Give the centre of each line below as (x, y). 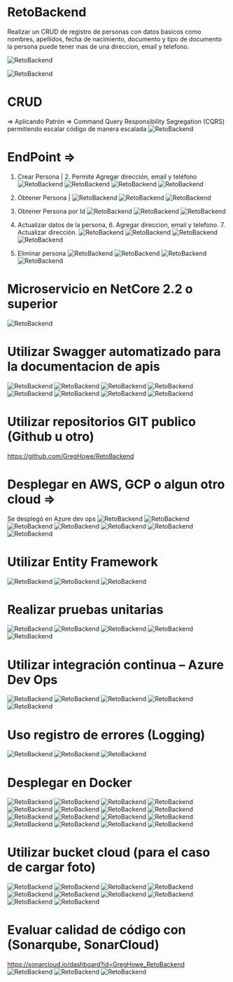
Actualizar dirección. (47, 232)
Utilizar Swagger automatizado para (114, 352)
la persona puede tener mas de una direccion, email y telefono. (98, 46)
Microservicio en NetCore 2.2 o (100, 289)
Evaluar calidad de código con (97, 930)
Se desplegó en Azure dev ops (52, 519)
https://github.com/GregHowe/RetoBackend (71, 456)
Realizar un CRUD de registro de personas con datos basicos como (104, 32)
